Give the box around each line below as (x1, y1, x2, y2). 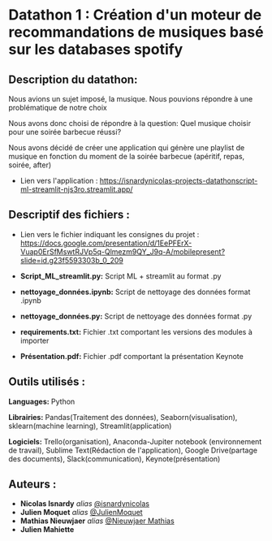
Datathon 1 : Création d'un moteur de (8, 6, 262, 24)
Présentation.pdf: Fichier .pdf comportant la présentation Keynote (19, 351, 244, 361)
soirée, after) (8, 160, 52, 170)
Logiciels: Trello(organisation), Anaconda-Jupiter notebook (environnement (8, 436, 262, 446)
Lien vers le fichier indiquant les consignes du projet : (19, 229, 200, 239)
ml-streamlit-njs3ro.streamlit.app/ (19, 184, 133, 194)
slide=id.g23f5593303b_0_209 (19, 255, 123, 265)
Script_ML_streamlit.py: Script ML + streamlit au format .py (19, 270, 222, 281)
